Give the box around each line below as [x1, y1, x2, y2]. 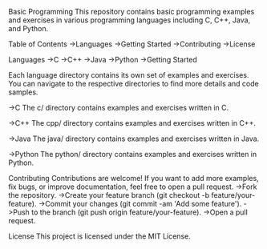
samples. [8, 87, 38, 97]
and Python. [8, 24, 49, 33]
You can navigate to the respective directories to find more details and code [8, 79, 259, 88]
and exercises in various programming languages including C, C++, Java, [8, 15, 251, 25]
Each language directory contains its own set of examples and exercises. [8, 70, 249, 79]
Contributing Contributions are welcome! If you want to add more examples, [8, 174, 259, 183]
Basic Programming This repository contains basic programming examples [8, 7, 255, 16]
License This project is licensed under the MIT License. [8, 231, 191, 241]
